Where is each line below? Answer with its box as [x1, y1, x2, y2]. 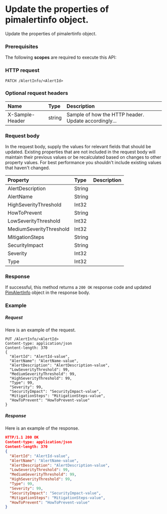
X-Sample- [7, 111, 35, 118]
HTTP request [5, 67, 40, 74]
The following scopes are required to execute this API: [5, 54, 117, 60]
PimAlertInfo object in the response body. [5, 289, 90, 295]
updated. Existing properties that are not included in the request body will [5, 149, 156, 155]
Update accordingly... [66, 117, 117, 124]
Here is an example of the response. [5, 425, 80, 431]
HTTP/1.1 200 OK [5, 435, 39, 440]
